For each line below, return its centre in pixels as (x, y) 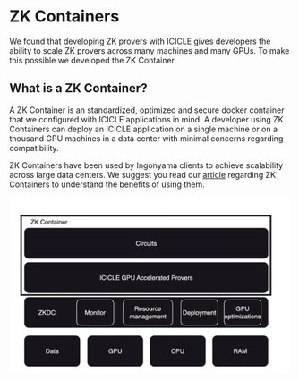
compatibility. (34, 148)
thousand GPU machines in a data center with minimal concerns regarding (146, 138)
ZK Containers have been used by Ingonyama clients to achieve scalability (146, 165)
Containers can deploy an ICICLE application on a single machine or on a (144, 129)
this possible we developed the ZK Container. (93, 60)
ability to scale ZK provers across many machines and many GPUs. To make (149, 50)
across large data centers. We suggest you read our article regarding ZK (142, 174)
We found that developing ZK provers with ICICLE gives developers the (140, 41)
